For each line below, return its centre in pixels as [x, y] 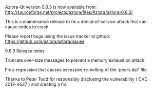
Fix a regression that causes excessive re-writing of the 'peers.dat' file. [77, 70]
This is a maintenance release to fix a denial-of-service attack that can [76, 22]
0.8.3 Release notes [25, 51]
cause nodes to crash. [28, 27]
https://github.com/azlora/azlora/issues [45, 41]
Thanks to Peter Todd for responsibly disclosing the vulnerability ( [71, 79]
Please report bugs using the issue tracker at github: [58, 36]
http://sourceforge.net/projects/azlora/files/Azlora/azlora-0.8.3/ [69, 12]
